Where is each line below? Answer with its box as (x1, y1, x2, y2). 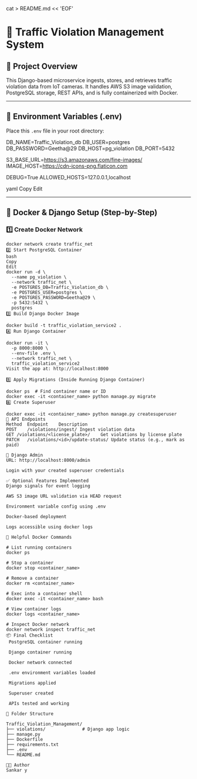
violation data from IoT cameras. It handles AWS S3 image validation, (6, 83, 173, 90)
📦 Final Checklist (6, 632, 53, 638)
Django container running (8, 649, 72, 655)
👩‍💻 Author (6, 762, 30, 768)
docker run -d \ (6, 269, 46, 275)
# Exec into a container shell (6, 590, 83, 597)
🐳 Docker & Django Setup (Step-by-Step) (6, 207, 158, 217)
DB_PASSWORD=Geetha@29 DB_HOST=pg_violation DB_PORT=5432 (6, 145, 175, 152)
